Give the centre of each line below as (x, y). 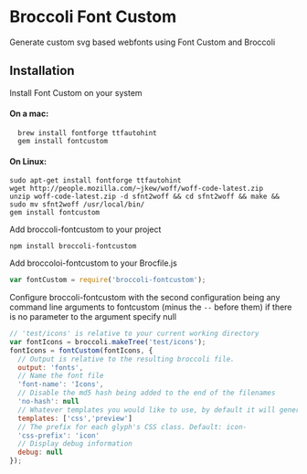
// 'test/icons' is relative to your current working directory (134, 334)
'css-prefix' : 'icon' (59, 436)
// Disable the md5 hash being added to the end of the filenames (147, 393)
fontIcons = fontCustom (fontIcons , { (81, 350)
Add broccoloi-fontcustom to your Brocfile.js (94, 263)
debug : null (41, 453)
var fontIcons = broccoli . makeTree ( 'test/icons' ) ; (108, 342)
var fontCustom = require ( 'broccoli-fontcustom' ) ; (108, 280)
